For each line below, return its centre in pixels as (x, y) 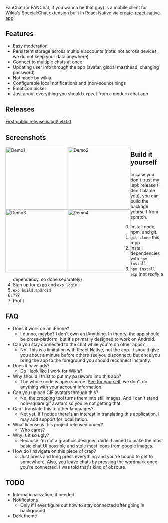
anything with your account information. (61, 387)
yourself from (145, 212)
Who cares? (32, 430)
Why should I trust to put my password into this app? (67, 376)
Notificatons (25, 500)
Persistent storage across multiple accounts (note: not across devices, (85, 51)
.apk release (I (145, 185)
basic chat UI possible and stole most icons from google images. (87, 446)
